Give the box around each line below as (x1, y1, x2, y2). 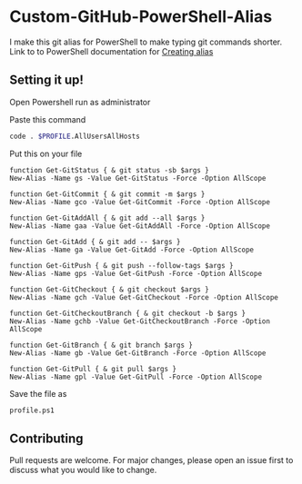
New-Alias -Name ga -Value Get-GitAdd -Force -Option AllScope (9, 245, 255, 254)
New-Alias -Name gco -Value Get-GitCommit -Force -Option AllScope (9, 197, 271, 206)
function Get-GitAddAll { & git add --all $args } (9, 213, 206, 222)
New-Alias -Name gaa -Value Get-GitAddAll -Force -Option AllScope (9, 221, 271, 231)
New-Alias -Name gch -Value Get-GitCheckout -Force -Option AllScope (9, 292, 279, 301)
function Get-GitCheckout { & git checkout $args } (9, 284, 209, 294)
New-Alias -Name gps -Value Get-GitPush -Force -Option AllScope (9, 269, 262, 278)
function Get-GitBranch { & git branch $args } (9, 341, 194, 350)
